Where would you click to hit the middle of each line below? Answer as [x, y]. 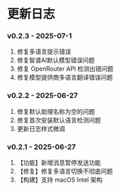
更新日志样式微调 [41, 128]
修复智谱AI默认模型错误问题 [56, 60]
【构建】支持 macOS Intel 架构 [60, 180]
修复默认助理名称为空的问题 [56, 111]
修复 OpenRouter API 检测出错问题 [65, 69]
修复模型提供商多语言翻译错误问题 [65, 78]
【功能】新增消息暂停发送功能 [59, 163]
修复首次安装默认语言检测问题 [59, 120]
